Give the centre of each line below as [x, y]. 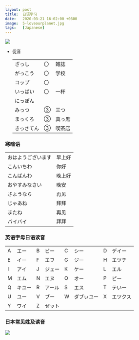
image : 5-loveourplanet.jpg [35, 23]
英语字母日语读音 [25, 238]
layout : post [18, 10]
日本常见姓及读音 [25, 322]
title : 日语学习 [21, 14]
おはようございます [30, 158]
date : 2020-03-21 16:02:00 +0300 [41, 19]
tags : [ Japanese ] [25, 28]
